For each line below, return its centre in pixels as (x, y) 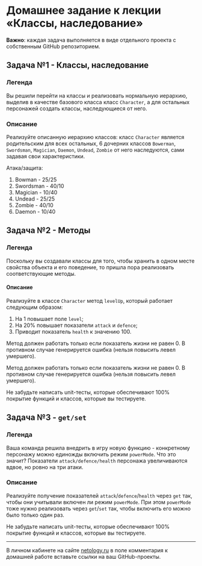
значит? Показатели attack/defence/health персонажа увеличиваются (97, 461)
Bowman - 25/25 (36, 179)
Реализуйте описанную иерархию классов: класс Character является (95, 137)
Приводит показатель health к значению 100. (73, 331)
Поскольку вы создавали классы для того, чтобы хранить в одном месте (100, 261)
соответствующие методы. (41, 273)
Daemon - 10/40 (35, 211)
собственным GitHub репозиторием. (53, 46)
